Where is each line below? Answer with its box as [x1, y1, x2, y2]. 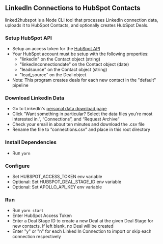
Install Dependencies [5, 139, 57, 146]
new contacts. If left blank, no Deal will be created [12, 223, 114, 229]
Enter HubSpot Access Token [12, 213, 72, 218]
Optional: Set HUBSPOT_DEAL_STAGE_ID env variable [12, 179, 122, 184]
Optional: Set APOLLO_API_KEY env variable [12, 184, 102, 190]
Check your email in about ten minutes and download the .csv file [12, 122, 145, 127]
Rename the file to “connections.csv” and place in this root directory [12, 126, 151, 132]
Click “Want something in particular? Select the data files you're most [12, 111, 153, 117]
